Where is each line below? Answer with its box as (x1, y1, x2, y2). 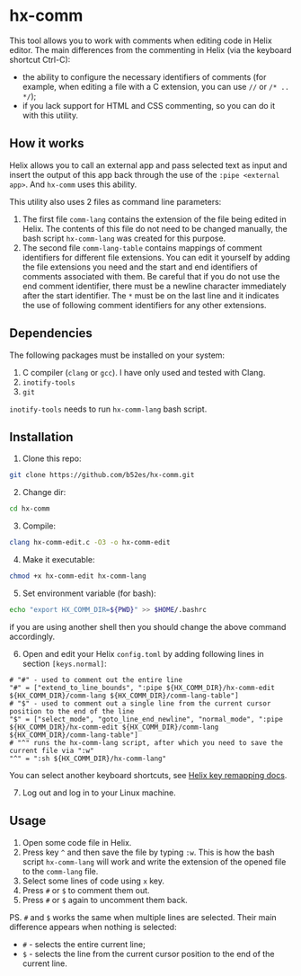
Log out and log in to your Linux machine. (22, 787, 177, 798)
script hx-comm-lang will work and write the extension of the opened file (22, 856, 287, 867)
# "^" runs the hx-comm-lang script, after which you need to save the (9, 738, 283, 747)
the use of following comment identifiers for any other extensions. (22, 299, 267, 310)
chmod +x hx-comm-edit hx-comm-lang (9, 572, 146, 581)
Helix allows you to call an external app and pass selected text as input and (9, 159, 288, 171)
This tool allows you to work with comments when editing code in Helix (9, 35, 272, 46)
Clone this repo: (22, 453, 82, 464)
